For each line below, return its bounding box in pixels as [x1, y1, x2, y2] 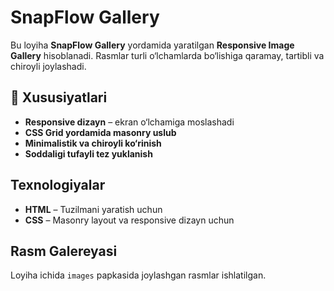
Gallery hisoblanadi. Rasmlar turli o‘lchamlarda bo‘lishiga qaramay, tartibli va [10, 49, 325, 61]
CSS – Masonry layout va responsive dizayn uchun [24, 214, 235, 226]
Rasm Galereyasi [10, 242, 118, 260]
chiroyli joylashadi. [10, 60, 87, 72]
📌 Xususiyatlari [10, 89, 108, 106]
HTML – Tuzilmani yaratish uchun [24, 203, 163, 215]
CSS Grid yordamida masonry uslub [24, 126, 177, 138]
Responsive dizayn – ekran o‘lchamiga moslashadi [24, 116, 235, 128]
